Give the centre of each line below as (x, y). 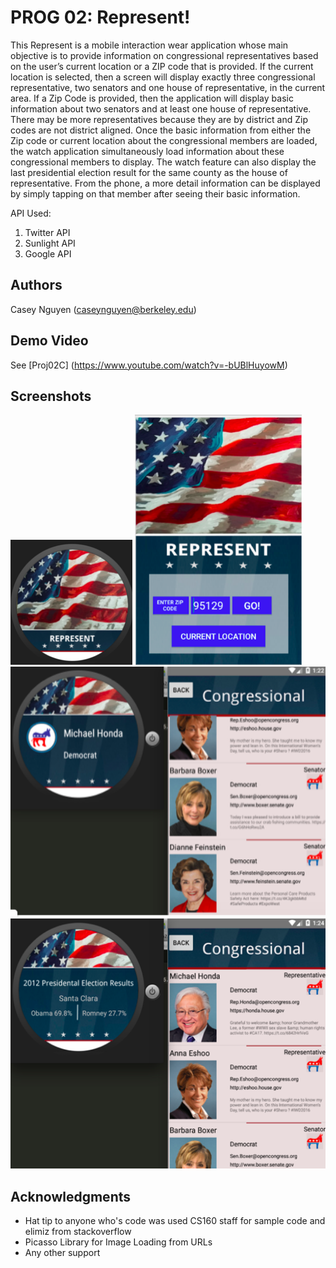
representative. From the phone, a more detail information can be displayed (165, 183)
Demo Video (49, 341)
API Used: (31, 213)
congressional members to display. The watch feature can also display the (163, 162)
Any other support (62, 1253)
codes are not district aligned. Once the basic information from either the (161, 130)
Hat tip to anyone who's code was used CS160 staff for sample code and (175, 1221)
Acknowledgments (71, 1196)
